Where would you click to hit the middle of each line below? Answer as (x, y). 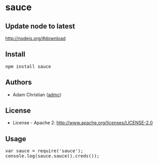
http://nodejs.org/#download (36, 38)
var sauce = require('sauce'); (44, 151)
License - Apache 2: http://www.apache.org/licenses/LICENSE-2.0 (83, 123)
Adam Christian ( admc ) (37, 94)
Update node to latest (40, 26)
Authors (19, 82)
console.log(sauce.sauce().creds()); (52, 156)
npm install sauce (28, 66)
